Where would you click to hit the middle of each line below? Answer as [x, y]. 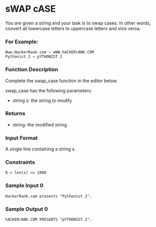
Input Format [22, 138]
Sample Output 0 [27, 209]
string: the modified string [40, 124]
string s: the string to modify [42, 100]
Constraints [20, 162]
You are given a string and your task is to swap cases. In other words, [78, 23]
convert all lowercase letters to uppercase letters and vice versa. [73, 28]
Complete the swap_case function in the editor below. [61, 81]
